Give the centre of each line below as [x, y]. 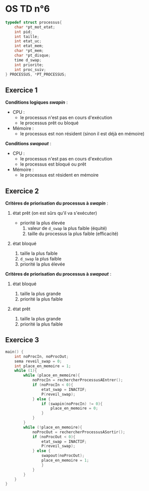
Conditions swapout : [28, 144]
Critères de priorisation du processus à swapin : [57, 203]
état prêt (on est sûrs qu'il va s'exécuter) [55, 213]
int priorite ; [29, 65]
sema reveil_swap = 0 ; [38, 361]
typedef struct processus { [34, 22]
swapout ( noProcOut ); [63, 456]
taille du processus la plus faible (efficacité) [73, 234]
